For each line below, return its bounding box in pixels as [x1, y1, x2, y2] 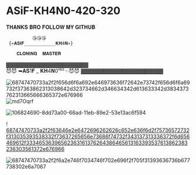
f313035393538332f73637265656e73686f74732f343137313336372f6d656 [6, 133, 190, 140]
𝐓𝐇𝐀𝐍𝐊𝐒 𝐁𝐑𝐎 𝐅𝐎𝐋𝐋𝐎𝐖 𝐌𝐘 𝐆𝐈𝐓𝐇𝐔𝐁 [6, 23, 95, 31]
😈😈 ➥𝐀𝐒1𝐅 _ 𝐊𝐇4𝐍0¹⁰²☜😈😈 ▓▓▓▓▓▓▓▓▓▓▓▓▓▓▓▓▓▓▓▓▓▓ [6, 67, 164, 74]
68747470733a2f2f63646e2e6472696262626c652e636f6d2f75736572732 [6, 126, 190, 133]
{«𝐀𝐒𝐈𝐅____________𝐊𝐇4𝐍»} [8, 40, 73, 46]
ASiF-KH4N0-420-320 [6, 4, 121, 18]
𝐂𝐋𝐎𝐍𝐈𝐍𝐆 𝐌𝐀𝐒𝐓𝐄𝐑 [16, 51, 61, 56]
